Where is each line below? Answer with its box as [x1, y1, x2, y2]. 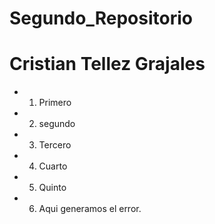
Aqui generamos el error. [38, 203, 142, 215]
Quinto [38, 182, 67, 194]
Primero [38, 97, 72, 109]
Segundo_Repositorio [9, 7, 193, 30]
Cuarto [38, 160, 68, 172]
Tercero [38, 139, 72, 151]
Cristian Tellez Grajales [9, 53, 206, 76]
